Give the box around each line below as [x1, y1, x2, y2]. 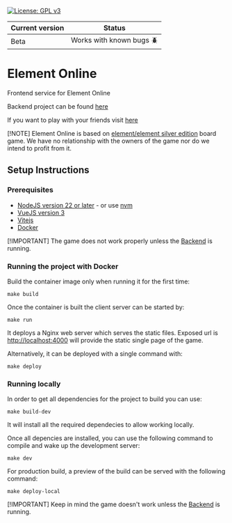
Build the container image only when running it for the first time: [7, 277, 190, 286]
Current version [10, 23, 65, 33]
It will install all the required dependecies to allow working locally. [7, 421, 194, 429]
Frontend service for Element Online [7, 88, 111, 97]
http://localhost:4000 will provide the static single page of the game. [7, 336, 204, 344]
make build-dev [7, 408, 51, 416]
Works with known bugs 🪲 [70, 36, 158, 45]
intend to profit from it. [7, 143, 72, 153]
